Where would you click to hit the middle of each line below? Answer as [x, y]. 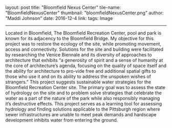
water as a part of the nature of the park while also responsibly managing [83, 98]
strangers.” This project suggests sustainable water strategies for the [78, 82]
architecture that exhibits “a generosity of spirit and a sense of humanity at [84, 60]
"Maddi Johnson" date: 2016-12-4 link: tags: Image [59, 18]
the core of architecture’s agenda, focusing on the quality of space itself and [86, 66]
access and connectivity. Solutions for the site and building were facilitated [84, 49]
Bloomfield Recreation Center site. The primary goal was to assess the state [85, 87]
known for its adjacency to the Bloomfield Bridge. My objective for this [79, 38]
